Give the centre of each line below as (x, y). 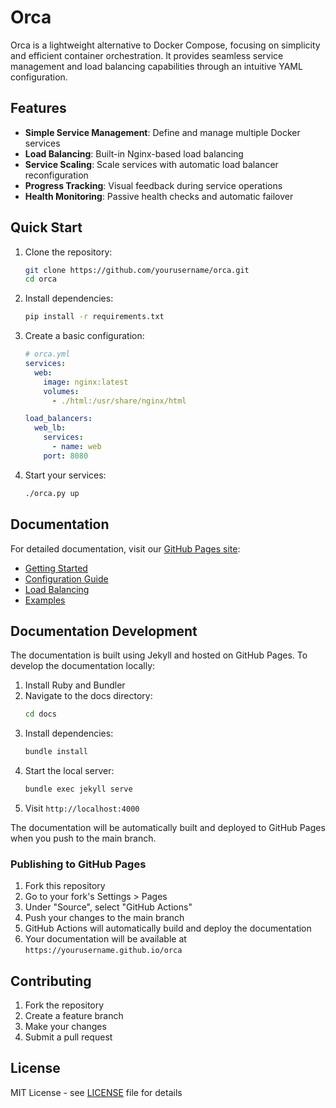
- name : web (76, 447)
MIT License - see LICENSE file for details (96, 1092)
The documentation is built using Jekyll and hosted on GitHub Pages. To (159, 655)
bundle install (56, 752)
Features (38, 108)
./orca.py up (52, 493)
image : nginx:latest (86, 382)
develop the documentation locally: (83, 666)
